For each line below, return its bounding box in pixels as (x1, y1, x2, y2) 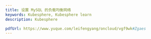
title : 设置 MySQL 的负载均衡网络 (5, 7, 71, 13)
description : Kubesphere (5, 17, 58, 22)
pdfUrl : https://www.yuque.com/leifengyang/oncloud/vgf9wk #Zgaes (5, 26, 146, 31)
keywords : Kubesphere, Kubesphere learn (5, 12, 92, 17)
